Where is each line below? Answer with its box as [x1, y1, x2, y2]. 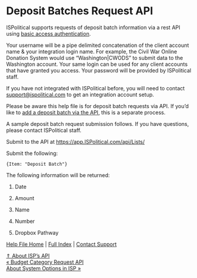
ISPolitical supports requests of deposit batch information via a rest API [6, 24, 180, 31]
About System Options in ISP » [6, 264, 81, 271]
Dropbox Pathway [14, 229, 59, 236]
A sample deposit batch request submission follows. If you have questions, [6, 120, 189, 127]
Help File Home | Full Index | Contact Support [6, 241, 117, 248]
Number [14, 217, 35, 225]
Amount [14, 194, 34, 201]
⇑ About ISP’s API [6, 252, 50, 259]
